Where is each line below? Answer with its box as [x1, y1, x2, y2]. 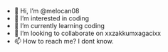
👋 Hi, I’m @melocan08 [14, 7, 80, 15]
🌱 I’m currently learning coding [14, 22, 105, 30]
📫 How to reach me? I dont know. [14, 37, 114, 45]
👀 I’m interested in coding [14, 14, 90, 22]
